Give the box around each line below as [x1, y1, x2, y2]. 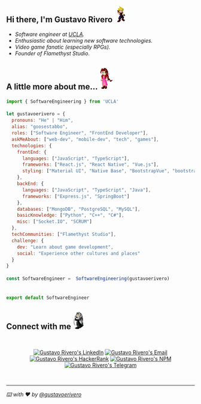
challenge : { [11, 238, 44, 244]
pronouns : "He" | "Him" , [11, 118, 74, 124]
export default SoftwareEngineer [6, 295, 90, 301]
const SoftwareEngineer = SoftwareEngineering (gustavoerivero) [6, 276, 170, 282]
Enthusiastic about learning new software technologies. [14, 37, 153, 44]
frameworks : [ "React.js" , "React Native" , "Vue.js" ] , [22, 161, 160, 168]
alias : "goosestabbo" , [11, 124, 68, 130]
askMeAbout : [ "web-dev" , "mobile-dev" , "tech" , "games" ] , [11, 136, 160, 142]
